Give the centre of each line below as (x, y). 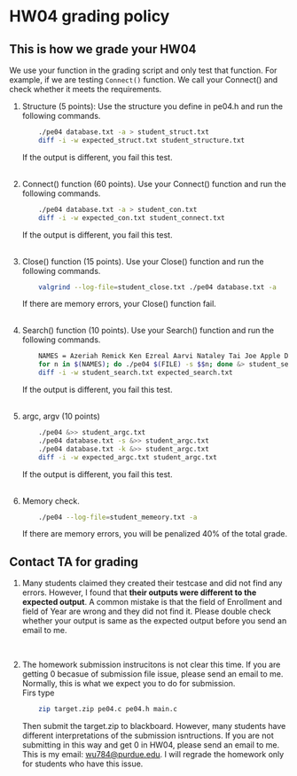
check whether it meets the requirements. (86, 89)
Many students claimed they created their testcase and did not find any (152, 584)
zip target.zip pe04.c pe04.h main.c (108, 709)
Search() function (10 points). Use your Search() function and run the (148, 331)
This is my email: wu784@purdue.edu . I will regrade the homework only (153, 755)
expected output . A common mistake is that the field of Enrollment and (152, 602)
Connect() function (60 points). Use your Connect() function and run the (154, 184)
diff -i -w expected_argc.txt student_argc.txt (128, 457)
